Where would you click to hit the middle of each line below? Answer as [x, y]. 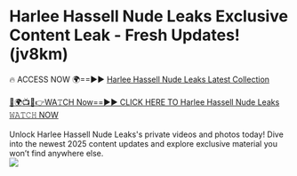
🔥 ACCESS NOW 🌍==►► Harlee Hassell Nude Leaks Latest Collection [139, 79]
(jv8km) [39, 54]
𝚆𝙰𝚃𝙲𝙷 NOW [34, 115]
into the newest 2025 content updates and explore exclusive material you [144, 143]
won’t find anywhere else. [56, 153]
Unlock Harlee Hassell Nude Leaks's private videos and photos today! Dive [147, 134]
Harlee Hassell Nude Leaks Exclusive [149, 16]
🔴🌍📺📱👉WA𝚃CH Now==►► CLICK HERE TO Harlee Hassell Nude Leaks [144, 102]
